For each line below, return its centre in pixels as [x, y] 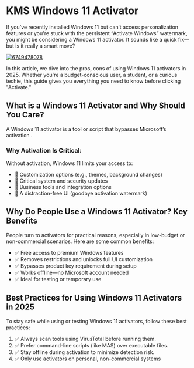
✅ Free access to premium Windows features [69, 252]
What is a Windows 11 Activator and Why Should [96, 106]
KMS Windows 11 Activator [72, 11]
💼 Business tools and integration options [63, 187]
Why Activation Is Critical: [44, 150]
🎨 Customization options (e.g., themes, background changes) [88, 175]
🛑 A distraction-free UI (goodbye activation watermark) [81, 193]
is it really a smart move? [45, 46]
